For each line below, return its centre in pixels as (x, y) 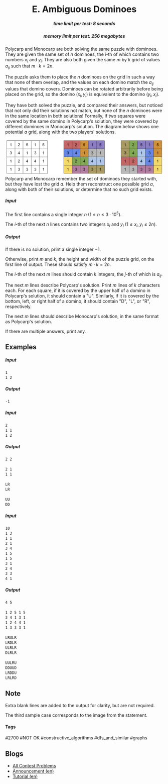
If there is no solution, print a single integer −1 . (53, 249)
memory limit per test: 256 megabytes (84, 36)
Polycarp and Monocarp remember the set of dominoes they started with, (81, 178)
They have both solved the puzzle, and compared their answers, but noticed (84, 105)
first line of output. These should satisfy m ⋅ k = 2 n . (58, 264)
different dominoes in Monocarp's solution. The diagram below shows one (82, 126)
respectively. (18, 307)
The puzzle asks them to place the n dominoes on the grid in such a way (80, 77)
